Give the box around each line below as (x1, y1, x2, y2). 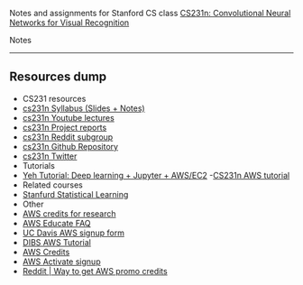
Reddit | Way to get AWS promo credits (22, 265, 169, 276)
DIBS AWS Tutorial (22, 236, 92, 247)
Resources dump (9, 69, 107, 85)
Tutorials (22, 160, 56, 170)
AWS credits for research (22, 207, 116, 219)
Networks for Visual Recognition (9, 17, 130, 28)
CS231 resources (22, 93, 87, 104)
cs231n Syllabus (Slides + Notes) (22, 103, 146, 114)
